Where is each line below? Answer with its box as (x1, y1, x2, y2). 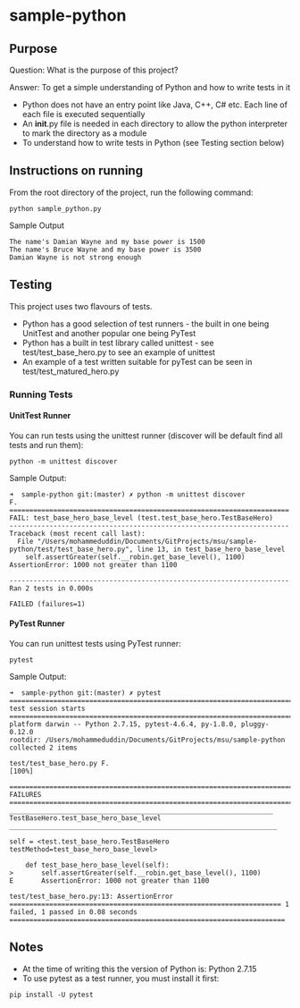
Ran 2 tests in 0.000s (9, 583, 94, 593)
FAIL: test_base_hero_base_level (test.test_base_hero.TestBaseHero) (9, 513, 274, 522)
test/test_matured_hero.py (21, 366, 120, 377)
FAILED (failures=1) (9, 599, 87, 608)
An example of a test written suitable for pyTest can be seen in (21, 356, 253, 367)
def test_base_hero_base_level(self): (25, 860, 170, 869)
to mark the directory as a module (21, 128, 147, 139)
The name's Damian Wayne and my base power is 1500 (9, 237, 205, 246)
